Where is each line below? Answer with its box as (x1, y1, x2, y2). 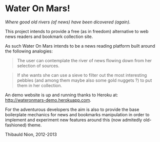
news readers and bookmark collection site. (5, 34, 93, 39)
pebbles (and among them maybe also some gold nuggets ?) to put (17, 77, 152, 83)
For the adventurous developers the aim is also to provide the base (5, 106, 140, 112)
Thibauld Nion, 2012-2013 (5, 131, 57, 137)
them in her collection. (17, 82, 62, 88)
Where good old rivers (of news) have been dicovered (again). (5, 19, 131, 25)
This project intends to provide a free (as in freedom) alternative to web (5, 28, 149, 34)
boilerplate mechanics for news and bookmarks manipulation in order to (5, 111, 150, 117)
